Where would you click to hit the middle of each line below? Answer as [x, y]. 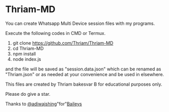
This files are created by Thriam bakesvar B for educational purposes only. [84, 84]
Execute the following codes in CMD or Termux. [55, 33]
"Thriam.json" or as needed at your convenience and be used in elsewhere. [85, 74]
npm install [24, 54]
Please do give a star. [28, 94]
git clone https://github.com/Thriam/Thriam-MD [63, 43]
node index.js [27, 59]
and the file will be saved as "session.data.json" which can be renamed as [83, 69]
